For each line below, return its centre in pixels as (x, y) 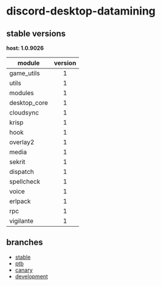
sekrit (17, 162)
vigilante (21, 221)
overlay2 (22, 142)
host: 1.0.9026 (25, 48)
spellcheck (25, 181)
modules (22, 93)
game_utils (25, 73)
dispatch (22, 172)
